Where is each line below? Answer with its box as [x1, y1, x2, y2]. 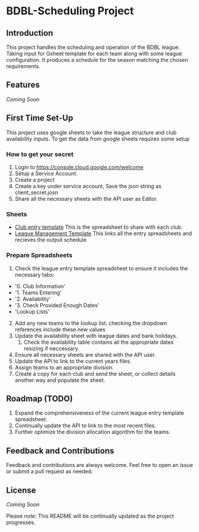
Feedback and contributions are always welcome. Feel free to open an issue [6, 462, 194, 469]
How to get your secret [6, 150, 74, 158]
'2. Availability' [14, 295, 51, 302]
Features [6, 80, 40, 90]
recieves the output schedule [14, 237, 87, 244]
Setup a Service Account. [14, 170, 78, 177]
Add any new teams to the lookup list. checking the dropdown [14, 319, 167, 326]
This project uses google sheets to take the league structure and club [6, 129, 177, 136]
